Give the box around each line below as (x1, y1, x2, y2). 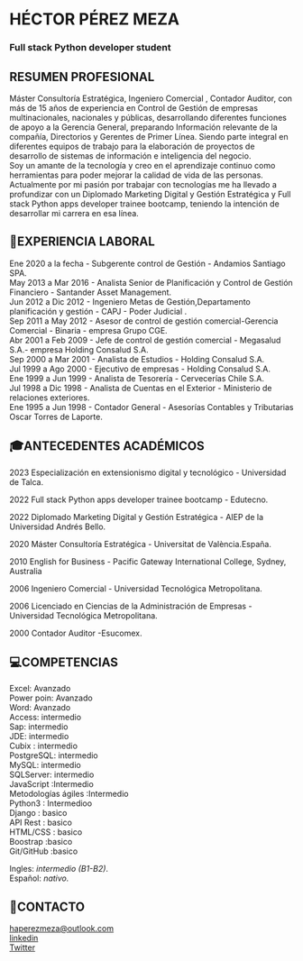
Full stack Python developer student (9, 41, 171, 54)
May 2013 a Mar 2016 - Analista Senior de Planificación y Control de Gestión (9, 277, 293, 288)
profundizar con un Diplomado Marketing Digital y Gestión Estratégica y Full (9, 188, 291, 199)
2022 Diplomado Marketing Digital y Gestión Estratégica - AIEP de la (9, 511, 264, 522)
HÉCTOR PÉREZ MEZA (9, 9, 180, 30)
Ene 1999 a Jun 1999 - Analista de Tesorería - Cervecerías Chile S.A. (9, 372, 264, 383)
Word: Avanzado (9, 702, 71, 713)
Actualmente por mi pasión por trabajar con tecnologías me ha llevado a (9, 178, 278, 189)
